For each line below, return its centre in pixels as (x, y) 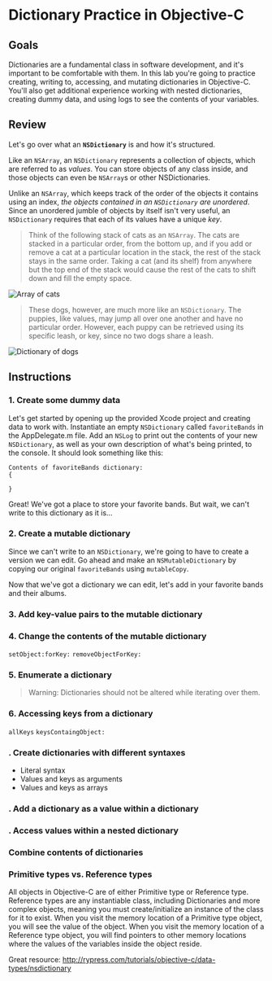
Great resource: (35, 959)
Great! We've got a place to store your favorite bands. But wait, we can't (129, 504)
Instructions (40, 377)
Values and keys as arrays (64, 787)
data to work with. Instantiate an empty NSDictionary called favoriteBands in (136, 427)
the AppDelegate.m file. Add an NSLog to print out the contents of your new (133, 435)
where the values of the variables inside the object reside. (105, 944)
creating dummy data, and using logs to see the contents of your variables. (134, 99)
